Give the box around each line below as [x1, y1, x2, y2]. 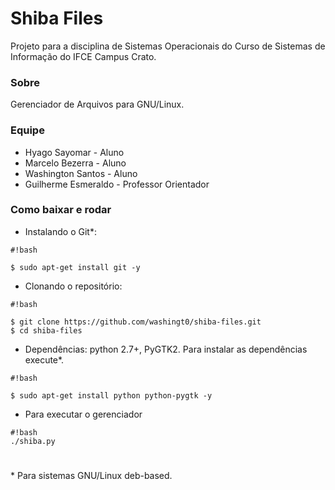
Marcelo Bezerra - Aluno [24, 157, 127, 169]
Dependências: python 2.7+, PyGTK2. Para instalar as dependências [24, 343, 308, 355]
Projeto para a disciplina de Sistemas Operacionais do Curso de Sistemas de [10, 40, 326, 52]
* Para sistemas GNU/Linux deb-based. [10, 470, 173, 482]
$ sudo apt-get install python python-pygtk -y [10, 390, 213, 401]
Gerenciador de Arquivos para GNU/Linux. [10, 98, 185, 111]
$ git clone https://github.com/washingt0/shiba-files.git [10, 317, 262, 327]
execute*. [24, 353, 65, 366]
